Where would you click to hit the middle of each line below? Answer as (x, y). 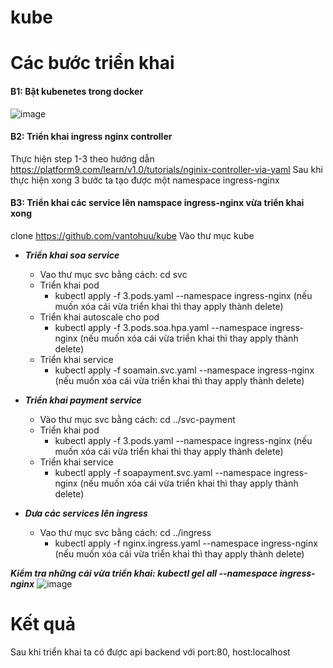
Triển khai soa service (72, 255)
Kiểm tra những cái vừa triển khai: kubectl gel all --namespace (144, 573)
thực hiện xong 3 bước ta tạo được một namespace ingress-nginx (145, 180)
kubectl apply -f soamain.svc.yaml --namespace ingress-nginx (184, 370)
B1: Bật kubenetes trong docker (77, 91)
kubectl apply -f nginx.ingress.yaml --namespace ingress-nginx (186, 543)
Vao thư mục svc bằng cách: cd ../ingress (125, 532)
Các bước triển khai (92, 63)
